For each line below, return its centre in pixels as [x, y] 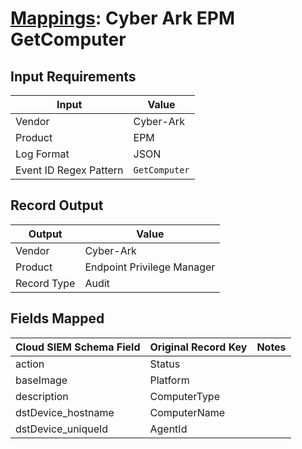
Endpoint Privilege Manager [150, 267]
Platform [169, 380]
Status [165, 364]
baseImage [41, 380]
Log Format [42, 154]
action [30, 364]
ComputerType [184, 396]
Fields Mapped [57, 318]
